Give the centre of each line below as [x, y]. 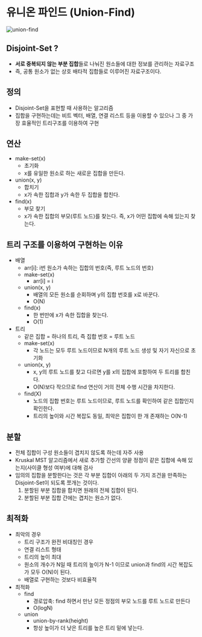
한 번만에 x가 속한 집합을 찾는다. [71, 315]
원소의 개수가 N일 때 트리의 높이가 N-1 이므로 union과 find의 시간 [100, 564]
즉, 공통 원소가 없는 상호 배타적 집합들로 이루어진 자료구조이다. [88, 71]
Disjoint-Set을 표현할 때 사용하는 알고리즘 [64, 108]
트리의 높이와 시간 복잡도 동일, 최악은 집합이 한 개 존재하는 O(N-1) [110, 416]
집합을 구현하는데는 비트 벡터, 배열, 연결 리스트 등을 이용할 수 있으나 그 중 [101, 115]
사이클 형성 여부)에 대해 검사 [60, 467]
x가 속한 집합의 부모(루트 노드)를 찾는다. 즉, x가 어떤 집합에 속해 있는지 [107, 216]
